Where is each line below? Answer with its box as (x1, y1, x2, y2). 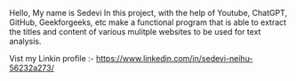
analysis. (9, 36, 42, 46)
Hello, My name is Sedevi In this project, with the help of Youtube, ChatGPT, (9, 8, 287, 18)
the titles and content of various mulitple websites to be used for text (9, 27, 261, 36)
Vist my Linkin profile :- (9, 53, 95, 63)
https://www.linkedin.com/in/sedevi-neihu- (96, 53, 253, 63)
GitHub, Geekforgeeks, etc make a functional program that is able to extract (9, 17, 287, 28)
